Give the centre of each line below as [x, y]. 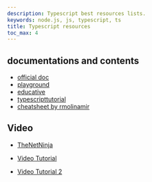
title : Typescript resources [49, 26]
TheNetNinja [35, 145]
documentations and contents [73, 60]
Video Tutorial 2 [40, 171]
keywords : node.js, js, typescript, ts [64, 20]
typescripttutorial [42, 99]
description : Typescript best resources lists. [77, 13]
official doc [33, 77]
